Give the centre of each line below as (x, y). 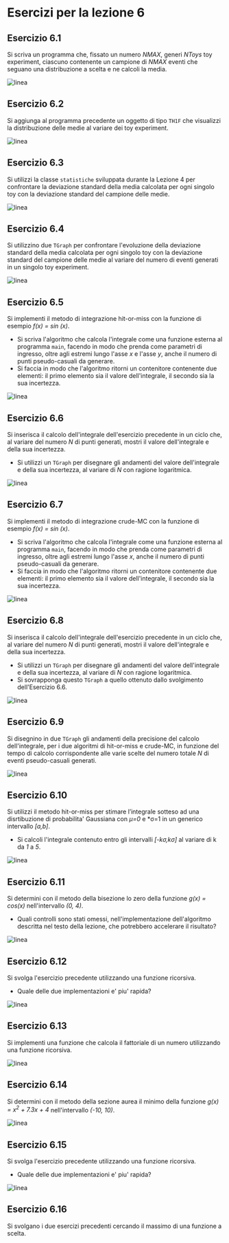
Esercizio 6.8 (35, 621)
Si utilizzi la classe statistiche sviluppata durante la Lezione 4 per (101, 179)
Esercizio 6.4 (36, 229)
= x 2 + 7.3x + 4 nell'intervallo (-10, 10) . (61, 1109)
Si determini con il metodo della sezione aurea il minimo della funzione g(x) (113, 1101)
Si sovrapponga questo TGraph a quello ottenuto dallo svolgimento (110, 680)
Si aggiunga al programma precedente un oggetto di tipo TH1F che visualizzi (114, 120)
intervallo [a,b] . (28, 827)
